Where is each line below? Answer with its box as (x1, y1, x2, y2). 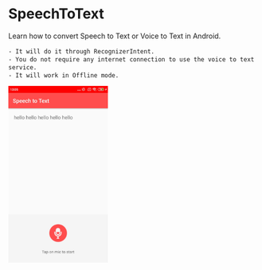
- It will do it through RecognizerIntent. (8, 47, 155, 56)
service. (8, 63, 37, 72)
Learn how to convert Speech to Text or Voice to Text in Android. (8, 31, 221, 41)
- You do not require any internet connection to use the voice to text (8, 55, 255, 64)
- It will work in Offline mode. (8, 71, 119, 80)
